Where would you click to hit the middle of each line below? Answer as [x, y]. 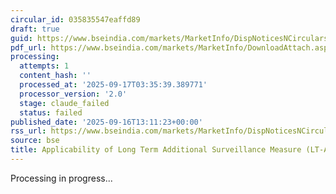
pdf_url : [28, 47]
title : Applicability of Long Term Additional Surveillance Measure [156, 150]
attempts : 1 [44, 66]
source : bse [35, 141]
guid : [21, 38]
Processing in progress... [61, 178]
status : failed [51, 112]
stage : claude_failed [64, 103]
